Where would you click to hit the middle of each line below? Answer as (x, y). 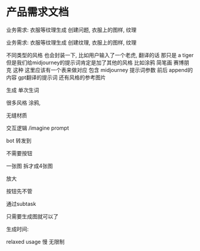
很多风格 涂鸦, (23, 102)
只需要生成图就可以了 (32, 216)
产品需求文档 (38, 12)
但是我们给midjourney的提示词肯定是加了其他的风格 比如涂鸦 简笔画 (89, 62)
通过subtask (21, 203)
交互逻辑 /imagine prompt (38, 128)
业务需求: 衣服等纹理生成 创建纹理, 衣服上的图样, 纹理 (71, 42)
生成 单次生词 (23, 90)
